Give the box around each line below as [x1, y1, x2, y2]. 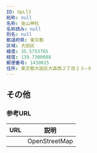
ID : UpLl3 [6, 8, 32, 15]
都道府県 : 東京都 [6, 37, 44, 43]
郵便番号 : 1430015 [6, 59, 50, 66]
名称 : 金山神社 [6, 20, 40, 26]
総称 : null [6, 15, 32, 21]
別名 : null [6, 32, 32, 38]
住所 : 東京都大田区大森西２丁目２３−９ [6, 65, 92, 72]
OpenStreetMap [27, 137, 73, 146]
